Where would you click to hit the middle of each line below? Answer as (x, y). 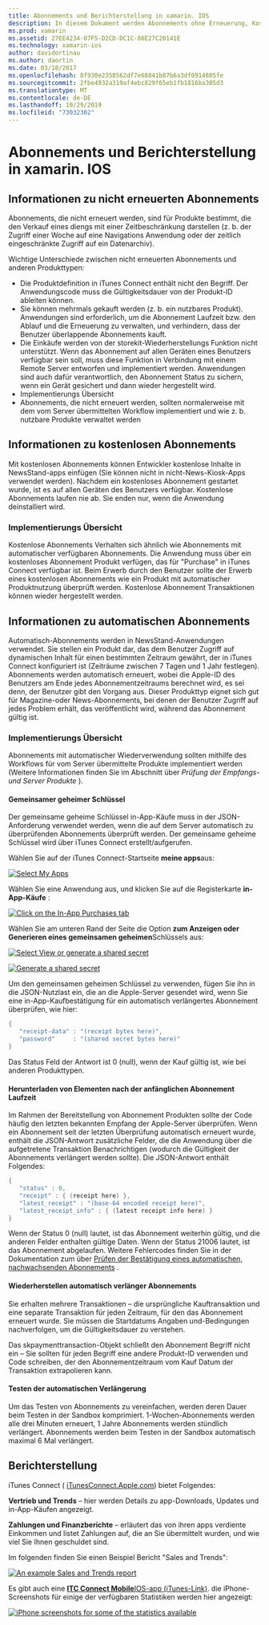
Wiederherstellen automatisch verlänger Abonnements (102, 1285)
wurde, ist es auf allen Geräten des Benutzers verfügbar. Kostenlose (121, 489)
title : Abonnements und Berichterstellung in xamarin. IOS (109, 16)
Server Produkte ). (53, 781)
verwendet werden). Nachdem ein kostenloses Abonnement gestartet (123, 481)
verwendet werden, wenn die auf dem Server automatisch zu (153, 826)
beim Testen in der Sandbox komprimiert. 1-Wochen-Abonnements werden (132, 1415)
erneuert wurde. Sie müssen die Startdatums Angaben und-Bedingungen (129, 1320)
